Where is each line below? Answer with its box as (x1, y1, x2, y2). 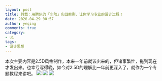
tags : (5, 40, 16, 44)
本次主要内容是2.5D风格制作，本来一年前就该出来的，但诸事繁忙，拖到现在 (5, 58, 157, 64)
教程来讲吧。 (9, 70, 35, 77)
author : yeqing (5, 21, 36, 26)
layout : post (5, 7, 32, 12)
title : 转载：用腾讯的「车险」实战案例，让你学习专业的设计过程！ (5, 12, 124, 17)
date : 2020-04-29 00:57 (5, 16, 54, 21)
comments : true (5, 26, 36, 31)
